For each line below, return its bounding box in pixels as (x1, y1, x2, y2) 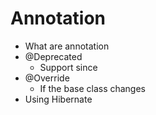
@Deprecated (24, 50, 83, 62)
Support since (39, 61, 98, 73)
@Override (24, 72, 70, 84)
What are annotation (24, 40, 110, 52)
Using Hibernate (24, 93, 93, 105)
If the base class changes (39, 82, 147, 94)
